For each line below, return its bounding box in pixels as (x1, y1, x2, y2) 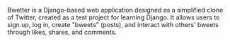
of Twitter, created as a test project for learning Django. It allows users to (7, 13, 220, 21)
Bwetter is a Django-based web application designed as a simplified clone (7, 6, 224, 14)
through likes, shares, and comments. (7, 28, 117, 36)
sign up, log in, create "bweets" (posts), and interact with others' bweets (7, 21, 219, 28)
